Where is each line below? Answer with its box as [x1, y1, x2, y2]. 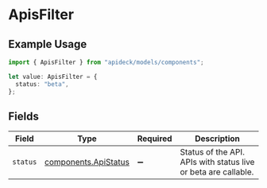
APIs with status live [180, 157, 255, 168]
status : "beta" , [15, 80, 69, 88]
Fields [8, 109, 40, 123]
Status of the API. [180, 147, 245, 158]
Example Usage [8, 37, 87, 51]
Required [137, 133, 172, 144]
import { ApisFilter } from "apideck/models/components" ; [8, 58, 204, 66]
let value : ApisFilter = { [8, 72, 98, 80]
